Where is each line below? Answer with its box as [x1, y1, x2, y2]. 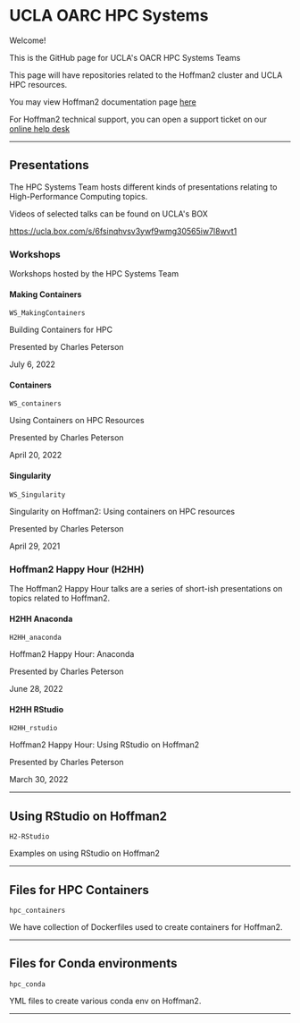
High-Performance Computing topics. [9, 191, 148, 201]
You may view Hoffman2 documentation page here [9, 96, 196, 107]
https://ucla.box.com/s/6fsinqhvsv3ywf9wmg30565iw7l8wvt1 [9, 226, 237, 236]
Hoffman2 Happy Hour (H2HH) [9, 563, 145, 575]
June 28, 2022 [9, 684, 63, 695]
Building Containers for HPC [9, 324, 113, 336]
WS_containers [9, 399, 62, 408]
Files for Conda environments [9, 956, 178, 971]
